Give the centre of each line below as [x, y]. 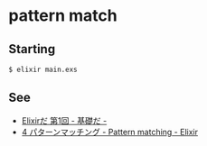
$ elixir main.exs [43, 69]
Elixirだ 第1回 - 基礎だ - [64, 120]
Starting [32, 49]
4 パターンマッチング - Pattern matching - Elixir [109, 132]
